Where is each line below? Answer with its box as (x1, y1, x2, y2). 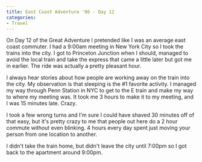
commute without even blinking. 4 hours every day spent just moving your (6, 125, 191, 132)
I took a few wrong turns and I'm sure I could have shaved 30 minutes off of (6, 111, 195, 118)
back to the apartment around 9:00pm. (6, 149, 103, 156)
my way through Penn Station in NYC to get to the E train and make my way (6, 87, 194, 94)
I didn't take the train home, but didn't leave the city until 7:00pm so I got (6, 143, 187, 150)
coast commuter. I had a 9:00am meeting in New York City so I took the (6, 43, 184, 50)
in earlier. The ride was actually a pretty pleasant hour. (6, 62, 142, 70)
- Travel (6, 20, 28, 26)
